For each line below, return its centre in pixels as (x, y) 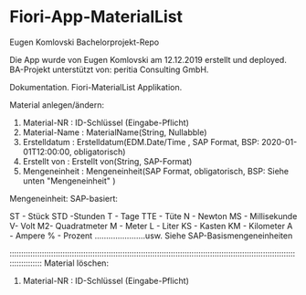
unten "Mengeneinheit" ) (69, 181)
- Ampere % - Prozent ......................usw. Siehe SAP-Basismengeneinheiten (151, 236)
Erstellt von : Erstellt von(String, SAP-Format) (107, 161)
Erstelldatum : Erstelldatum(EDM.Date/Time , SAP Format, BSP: (141, 142)
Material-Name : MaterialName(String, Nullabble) (115, 132)
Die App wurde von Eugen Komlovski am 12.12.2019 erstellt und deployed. (148, 59)
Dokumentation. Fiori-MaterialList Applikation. (96, 87)
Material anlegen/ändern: (57, 105)
